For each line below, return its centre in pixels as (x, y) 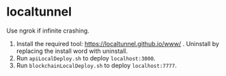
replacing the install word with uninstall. (72, 51)
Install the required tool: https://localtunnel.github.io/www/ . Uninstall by (118, 43)
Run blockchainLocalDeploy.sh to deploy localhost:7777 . (96, 65)
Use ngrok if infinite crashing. (48, 31)
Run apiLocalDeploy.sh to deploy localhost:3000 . (86, 58)
